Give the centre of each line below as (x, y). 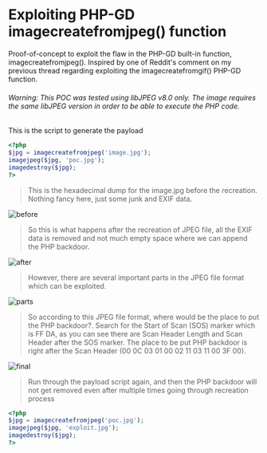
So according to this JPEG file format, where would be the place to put (143, 317)
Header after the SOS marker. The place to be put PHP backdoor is (137, 342)
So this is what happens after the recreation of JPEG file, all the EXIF (140, 230)
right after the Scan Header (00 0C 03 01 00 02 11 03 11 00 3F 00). (137, 351)
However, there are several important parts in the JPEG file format (136, 278)
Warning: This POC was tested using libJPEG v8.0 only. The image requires (132, 97)
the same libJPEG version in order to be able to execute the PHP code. (124, 106)
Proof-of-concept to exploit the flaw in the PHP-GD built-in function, (120, 53)
